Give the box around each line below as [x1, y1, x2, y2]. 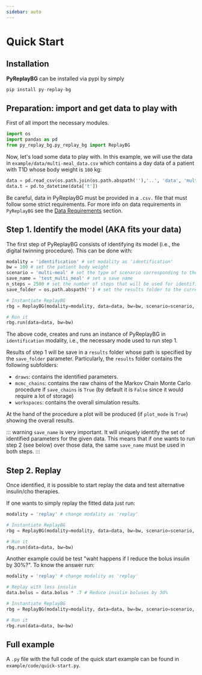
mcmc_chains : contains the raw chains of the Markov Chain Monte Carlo [14, 380, 191, 387]
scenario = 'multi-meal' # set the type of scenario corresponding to [6, 270, 187, 276]
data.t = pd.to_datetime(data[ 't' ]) [6, 183, 98, 189]
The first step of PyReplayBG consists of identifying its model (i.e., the [6, 240, 180, 248]
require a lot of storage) [14, 392, 74, 400]
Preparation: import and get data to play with [6, 103, 177, 114]
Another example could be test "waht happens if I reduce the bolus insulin [6, 555, 190, 562]
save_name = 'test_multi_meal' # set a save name [6, 275, 133, 281]
